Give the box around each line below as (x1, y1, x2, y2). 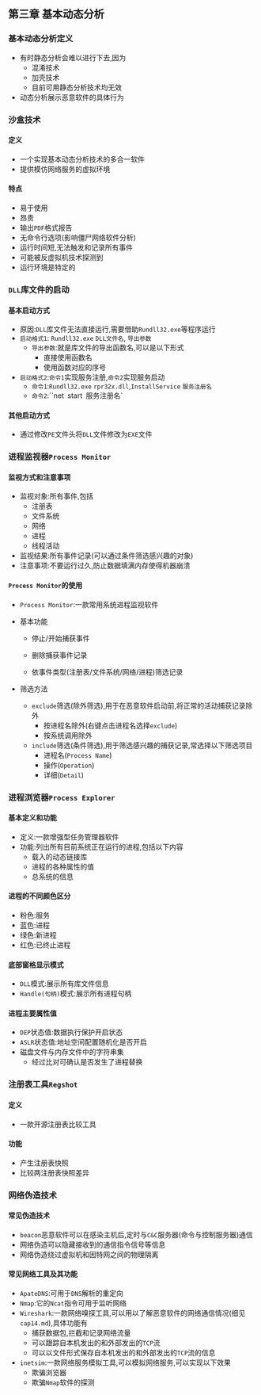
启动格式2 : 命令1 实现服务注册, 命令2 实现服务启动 (19, 373, 165, 382)
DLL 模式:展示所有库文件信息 (19, 979, 109, 988)
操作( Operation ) (43, 760, 95, 770)
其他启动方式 (8, 411, 50, 420)
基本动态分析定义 (8, 33, 74, 44)
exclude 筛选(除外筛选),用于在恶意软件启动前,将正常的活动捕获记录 (31, 701, 246, 710)
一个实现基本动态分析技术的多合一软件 (19, 154, 145, 164)
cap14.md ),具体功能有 (19, 1318, 89, 1328)
